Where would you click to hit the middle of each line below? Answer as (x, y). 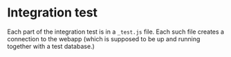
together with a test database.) (51, 46)
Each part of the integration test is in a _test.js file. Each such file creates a (116, 32)
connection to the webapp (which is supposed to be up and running (104, 38)
